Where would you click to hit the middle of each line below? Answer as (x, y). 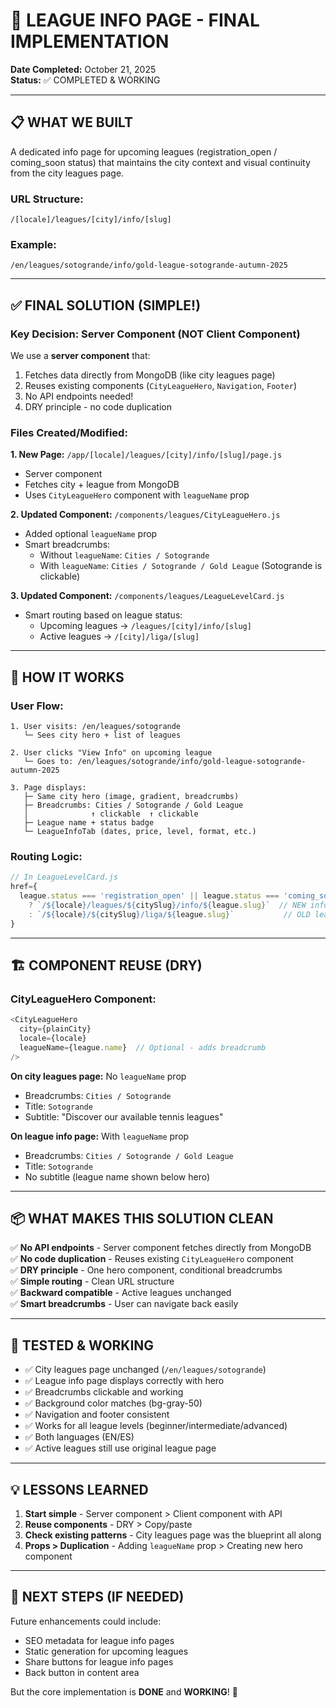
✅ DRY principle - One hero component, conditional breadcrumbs (146, 1270)
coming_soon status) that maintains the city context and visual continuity (160, 162)
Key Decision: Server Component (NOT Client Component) (155, 334)
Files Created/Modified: (69, 432)
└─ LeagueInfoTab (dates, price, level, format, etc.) (140, 832)
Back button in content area (82, 1672)
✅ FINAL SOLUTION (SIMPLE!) (106, 305)
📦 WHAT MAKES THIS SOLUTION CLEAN (142, 1219)
